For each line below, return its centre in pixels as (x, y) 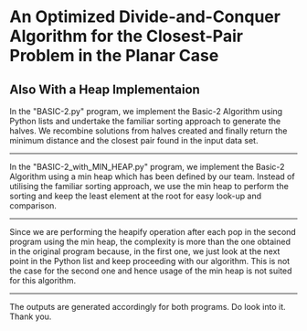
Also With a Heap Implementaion (105, 89)
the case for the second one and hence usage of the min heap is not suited (151, 271)
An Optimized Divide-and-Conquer (145, 17)
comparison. (33, 206)
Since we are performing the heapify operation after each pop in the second (153, 232)
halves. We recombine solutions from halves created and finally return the (148, 131)
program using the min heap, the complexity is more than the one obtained (150, 241)
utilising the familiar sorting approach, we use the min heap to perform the (149, 186)
